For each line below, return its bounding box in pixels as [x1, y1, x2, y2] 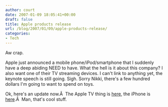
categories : [5, 31, 30, 36]
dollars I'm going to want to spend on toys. [5, 81, 95, 87]
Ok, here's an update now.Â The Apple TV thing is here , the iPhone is [5, 91, 151, 97]
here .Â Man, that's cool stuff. [5, 96, 67, 102]
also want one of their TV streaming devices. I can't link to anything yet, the [5, 70, 163, 76]
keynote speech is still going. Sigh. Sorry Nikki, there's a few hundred [5, 76, 150, 82]
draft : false [5, 17, 33, 22]
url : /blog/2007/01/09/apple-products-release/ [5, 26, 108, 31]
